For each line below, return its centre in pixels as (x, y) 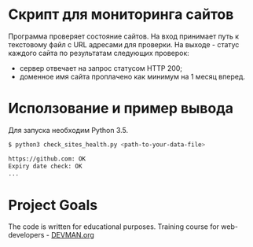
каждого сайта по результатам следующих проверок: (99, 53)
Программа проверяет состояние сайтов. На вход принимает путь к (124, 36)
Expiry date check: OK (45, 166)
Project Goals (53, 205)
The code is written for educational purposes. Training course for (114, 227)
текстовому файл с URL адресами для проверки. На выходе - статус (124, 44)
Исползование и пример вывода (121, 109)
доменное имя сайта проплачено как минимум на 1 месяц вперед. (132, 76)
